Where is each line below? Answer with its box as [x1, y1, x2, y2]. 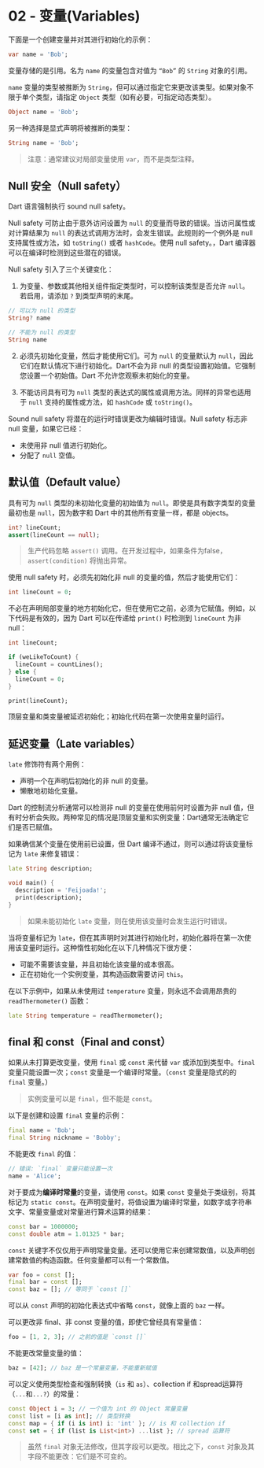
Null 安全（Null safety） [8, 179, 127, 193]
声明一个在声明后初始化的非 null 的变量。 [19, 776, 153, 786]
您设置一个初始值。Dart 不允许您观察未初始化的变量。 [19, 371, 194, 380]
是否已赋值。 [14, 823, 57, 832]
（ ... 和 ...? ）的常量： [8, 1388, 82, 1398]
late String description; [8, 865, 93, 873]
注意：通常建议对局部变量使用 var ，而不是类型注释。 [27, 154, 199, 164]
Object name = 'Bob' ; [8, 108, 79, 116]
